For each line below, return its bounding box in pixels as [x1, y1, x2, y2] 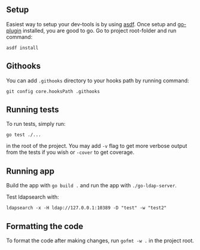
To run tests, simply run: [6, 121, 66, 128]
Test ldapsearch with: [6, 193, 59, 200]
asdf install [6, 45, 39, 51]
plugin [6, 27, 22, 34]
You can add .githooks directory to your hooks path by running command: [6, 77, 189, 84]
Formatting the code [6, 221, 84, 232]
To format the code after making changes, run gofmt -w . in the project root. [6, 237, 194, 244]
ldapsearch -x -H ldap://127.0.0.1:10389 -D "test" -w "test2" [6, 205, 167, 211]
